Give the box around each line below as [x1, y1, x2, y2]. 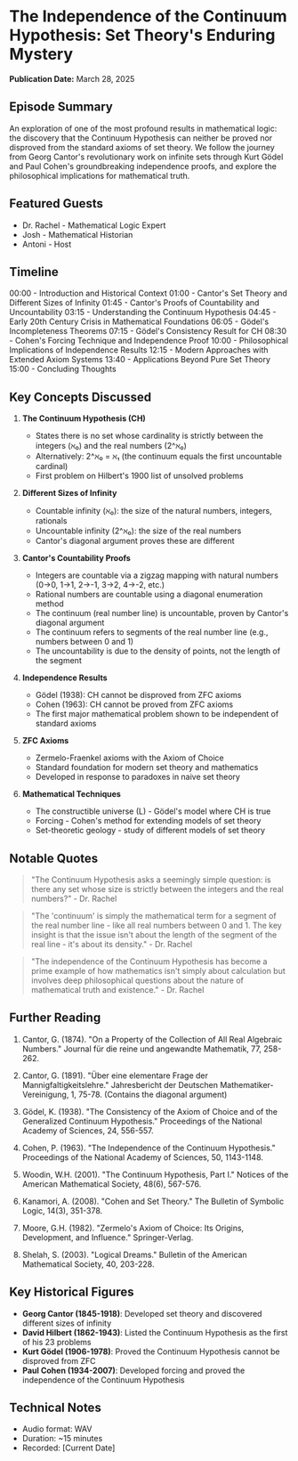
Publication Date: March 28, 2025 [9, 73, 135, 84]
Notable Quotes [9, 850, 99, 865]
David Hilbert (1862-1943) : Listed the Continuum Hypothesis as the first [21, 1327, 288, 1337]
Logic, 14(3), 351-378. [21, 1205, 103, 1216]
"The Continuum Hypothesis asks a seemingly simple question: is [30, 874, 271, 885]
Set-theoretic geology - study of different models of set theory [35, 825, 265, 836]
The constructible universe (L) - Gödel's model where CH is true [35, 806, 271, 816]
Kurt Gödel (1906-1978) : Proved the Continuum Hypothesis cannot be [21, 1346, 280, 1357]
